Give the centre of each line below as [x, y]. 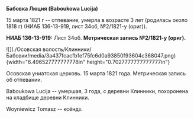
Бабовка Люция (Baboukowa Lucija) [52, 9]
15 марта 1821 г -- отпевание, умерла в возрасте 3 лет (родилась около [97, 20]
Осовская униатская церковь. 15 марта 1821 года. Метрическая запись [96, 73]
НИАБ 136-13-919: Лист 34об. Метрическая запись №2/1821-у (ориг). [96, 38]
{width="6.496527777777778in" [46, 62]
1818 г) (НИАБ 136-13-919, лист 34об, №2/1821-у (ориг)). [77, 26]
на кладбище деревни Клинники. [48, 98]
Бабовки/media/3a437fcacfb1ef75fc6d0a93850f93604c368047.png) [91, 55]
